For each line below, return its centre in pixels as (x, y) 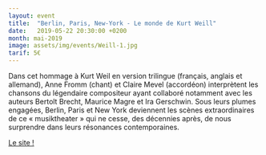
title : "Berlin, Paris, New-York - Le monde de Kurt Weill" (113, 23)
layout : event (32, 16)
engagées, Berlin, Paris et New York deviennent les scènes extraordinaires (131, 110)
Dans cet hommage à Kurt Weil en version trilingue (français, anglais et (125, 76)
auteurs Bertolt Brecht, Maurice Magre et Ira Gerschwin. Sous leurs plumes (132, 102)
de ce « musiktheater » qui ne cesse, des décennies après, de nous (120, 118)
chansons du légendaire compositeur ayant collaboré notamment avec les (130, 93)
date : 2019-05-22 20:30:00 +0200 (68, 31)
